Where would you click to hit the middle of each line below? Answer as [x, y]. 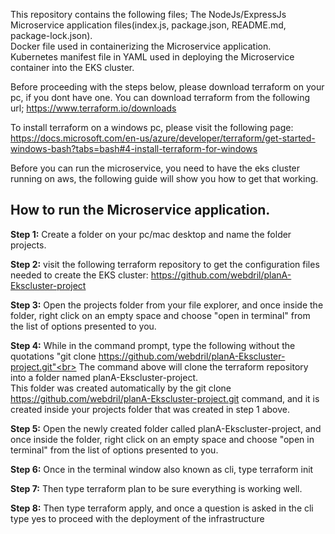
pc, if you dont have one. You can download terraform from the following [160, 97]
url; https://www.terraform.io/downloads [93, 108]
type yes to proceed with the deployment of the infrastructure [137, 518]
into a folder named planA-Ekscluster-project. [104, 377]
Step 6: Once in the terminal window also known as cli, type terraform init [162, 469]
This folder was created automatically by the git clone [121, 388]
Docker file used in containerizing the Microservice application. [141, 46]
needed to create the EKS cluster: [79, 275]
